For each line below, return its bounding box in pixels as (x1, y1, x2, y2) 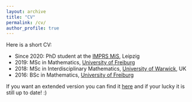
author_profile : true (6, 25, 60, 31)
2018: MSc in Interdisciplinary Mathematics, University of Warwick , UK (14, 65, 187, 73)
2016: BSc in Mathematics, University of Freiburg (14, 71, 134, 78)
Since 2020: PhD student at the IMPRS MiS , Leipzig (14, 52, 140, 60)
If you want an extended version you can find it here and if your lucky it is (6, 83, 185, 90)
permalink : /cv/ (6, 19, 46, 25)
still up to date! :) (6, 89, 47, 96)
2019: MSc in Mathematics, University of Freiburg (14, 59, 135, 66)
